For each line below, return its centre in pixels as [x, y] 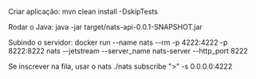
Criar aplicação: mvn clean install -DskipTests [83, 12]
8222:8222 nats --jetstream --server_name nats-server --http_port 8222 [128, 51]
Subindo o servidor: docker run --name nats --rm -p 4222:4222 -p [118, 42]
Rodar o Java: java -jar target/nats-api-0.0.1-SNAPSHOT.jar [106, 27]
